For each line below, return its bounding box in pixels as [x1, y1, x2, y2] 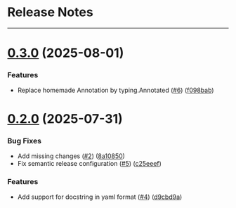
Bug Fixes [7, 136, 42, 145]
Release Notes [7, 4, 93, 20]
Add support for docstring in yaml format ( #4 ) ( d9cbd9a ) [17, 193, 183, 201]
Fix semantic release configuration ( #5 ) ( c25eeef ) [17, 159, 162, 167]
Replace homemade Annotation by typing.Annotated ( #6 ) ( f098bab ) [17, 86, 214, 95]
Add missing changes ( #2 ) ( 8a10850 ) [17, 152, 125, 160]
